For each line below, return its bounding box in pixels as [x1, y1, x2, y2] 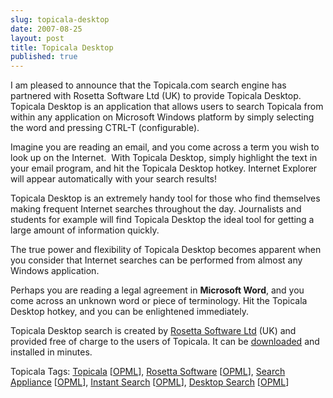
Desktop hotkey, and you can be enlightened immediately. [10, 306, 250, 318]
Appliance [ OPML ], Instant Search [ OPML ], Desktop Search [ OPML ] [10, 376, 290, 388]
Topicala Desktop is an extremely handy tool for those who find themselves [10, 192, 321, 205]
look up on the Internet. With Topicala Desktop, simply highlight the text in [10, 152, 318, 164]
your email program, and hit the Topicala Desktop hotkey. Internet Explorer [10, 162, 318, 175]
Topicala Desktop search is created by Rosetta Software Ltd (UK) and [10, 325, 297, 337]
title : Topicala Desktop [10, 42, 114, 53]
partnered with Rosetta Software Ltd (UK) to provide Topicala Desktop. [10, 90, 302, 102]
